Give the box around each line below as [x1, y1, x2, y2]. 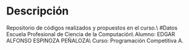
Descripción [6, 4, 69, 18]
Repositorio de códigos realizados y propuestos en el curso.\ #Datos [6, 24, 177, 31]
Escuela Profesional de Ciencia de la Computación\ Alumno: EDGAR [6, 30, 176, 37]
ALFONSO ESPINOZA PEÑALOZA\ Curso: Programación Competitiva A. [6, 37, 184, 44]
